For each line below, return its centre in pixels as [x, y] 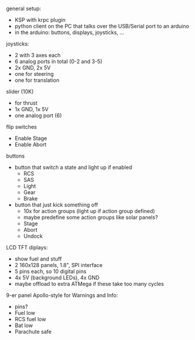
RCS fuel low [30, 319]
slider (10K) [20, 91]
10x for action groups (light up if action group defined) [89, 211]
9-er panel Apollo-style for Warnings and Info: [62, 295]
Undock [33, 236]
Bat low [24, 325]
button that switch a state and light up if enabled [73, 167]
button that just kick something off [56, 205]
